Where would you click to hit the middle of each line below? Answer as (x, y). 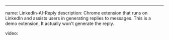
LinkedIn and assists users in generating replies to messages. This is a (78, 18)
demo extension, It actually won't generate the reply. (60, 23)
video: (12, 33)
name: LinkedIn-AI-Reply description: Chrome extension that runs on (76, 13)
